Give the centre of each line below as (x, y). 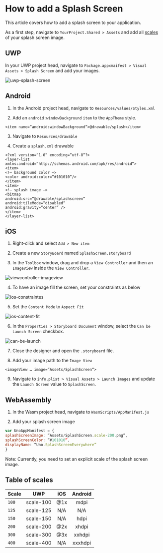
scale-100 (39, 503)
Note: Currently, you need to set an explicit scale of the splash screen (77, 459)
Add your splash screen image (44, 422)
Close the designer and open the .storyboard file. (63, 351)
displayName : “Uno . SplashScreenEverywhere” (51, 445)
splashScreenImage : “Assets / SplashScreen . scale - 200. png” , (66, 436)
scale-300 (39, 535)
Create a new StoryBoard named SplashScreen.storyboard (72, 253)
